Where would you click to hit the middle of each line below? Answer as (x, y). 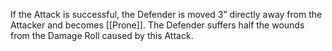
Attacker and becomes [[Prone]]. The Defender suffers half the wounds (157, 25)
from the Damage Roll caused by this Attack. (102, 35)
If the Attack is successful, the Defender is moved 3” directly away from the (166, 14)
